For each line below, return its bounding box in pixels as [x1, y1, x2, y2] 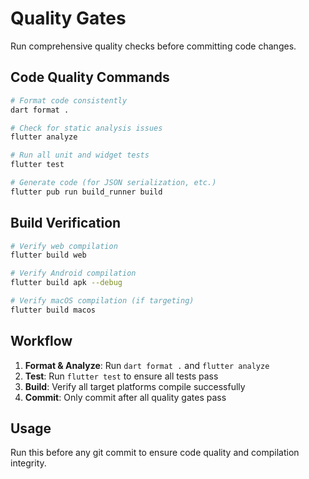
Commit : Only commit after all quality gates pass [24, 391, 227, 403]
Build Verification [10, 215, 122, 232]
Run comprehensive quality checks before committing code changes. [10, 40, 297, 52]
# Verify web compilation [10, 241, 118, 251]
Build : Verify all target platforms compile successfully [24, 380, 246, 392]
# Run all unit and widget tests [10, 150, 150, 161]
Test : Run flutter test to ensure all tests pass [24, 370, 219, 382]
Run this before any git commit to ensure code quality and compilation [10, 447, 300, 459]
